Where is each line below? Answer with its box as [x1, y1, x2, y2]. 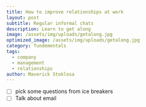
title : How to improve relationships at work [6, 9, 123, 15]
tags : [6, 49, 20, 55]
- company [12, 54, 36, 60]
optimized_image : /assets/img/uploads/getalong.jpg [6, 37, 140, 43]
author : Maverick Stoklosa [6, 71, 75, 77]
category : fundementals [6, 43, 67, 49]
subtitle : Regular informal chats [6, 20, 94, 26]
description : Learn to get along [6, 26, 91, 32]
